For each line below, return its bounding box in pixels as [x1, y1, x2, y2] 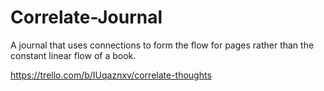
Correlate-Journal [10, 6, 163, 29]
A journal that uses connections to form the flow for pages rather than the [10, 39, 315, 51]
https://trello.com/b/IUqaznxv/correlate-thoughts [10, 69, 212, 81]
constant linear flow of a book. [10, 49, 137, 61]
